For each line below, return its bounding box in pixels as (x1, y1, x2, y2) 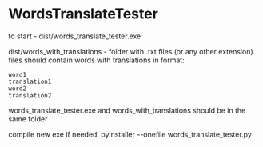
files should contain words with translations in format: (8, 55, 185, 65)
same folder (8, 113, 48, 124)
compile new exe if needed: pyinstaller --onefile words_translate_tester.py (8, 129, 252, 139)
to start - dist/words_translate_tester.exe (8, 31, 141, 41)
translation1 (8, 77, 52, 85)
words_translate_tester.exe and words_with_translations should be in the (8, 105, 246, 115)
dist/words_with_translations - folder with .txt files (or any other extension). (8, 46, 256, 56)
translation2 (8, 91, 52, 100)
